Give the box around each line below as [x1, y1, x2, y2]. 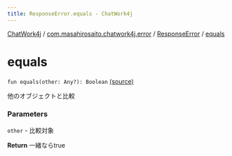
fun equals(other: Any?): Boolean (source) [7, 77, 135, 85]
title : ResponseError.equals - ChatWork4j [7, 10, 133, 17]
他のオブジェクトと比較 [7, 92, 75, 100]
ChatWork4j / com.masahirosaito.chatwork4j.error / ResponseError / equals [7, 29, 226, 38]
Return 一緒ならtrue [7, 141, 65, 149]
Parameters [7, 109, 48, 119]
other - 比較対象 [7, 126, 55, 134]
